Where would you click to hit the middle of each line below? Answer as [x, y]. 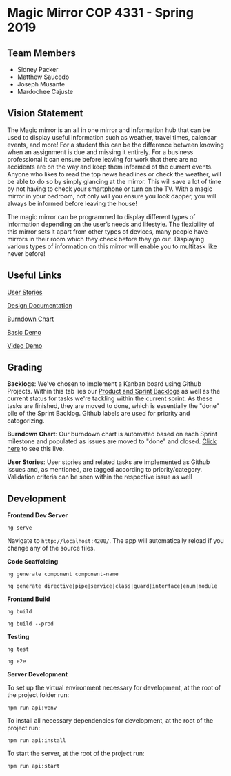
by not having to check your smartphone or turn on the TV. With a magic [110, 189]
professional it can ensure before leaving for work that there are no [102, 159]
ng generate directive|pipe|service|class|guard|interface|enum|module [112, 586]
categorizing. [26, 421]
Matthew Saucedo [43, 77]
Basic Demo [24, 332]
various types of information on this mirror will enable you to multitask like [112, 246]
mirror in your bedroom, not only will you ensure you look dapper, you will [112, 196]
